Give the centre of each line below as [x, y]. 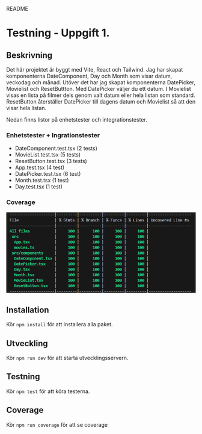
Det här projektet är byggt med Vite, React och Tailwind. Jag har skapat [95, 70]
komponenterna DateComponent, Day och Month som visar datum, [89, 76]
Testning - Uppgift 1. [58, 33]
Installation [28, 310]
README [17, 9]
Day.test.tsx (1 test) [39, 187]
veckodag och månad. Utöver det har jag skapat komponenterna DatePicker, [101, 82]
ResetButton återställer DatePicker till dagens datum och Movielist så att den [101, 101]
